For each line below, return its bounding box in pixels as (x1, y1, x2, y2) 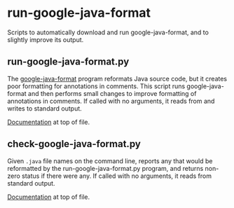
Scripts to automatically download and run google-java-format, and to (7, 28, 209, 36)
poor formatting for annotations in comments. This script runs (7, 82, 186, 90)
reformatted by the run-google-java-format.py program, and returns (7, 164, 204, 172)
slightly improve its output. (7, 35, 84, 43)
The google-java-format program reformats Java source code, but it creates (7, 74, 228, 83)
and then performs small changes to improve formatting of (27, 89, 197, 97)
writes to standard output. (7, 104, 82, 113)
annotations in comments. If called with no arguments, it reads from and (7, 97, 215, 105)
